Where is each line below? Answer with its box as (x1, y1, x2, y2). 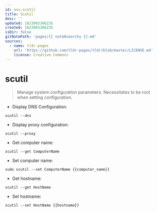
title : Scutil (5, 12, 34, 17)
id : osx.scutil (5, 7, 36, 12)
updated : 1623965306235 (5, 20, 53, 26)
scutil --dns (5, 113, 32, 118)
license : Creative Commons (14, 52, 69, 57)
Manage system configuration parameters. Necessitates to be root (17, 89, 151, 95)
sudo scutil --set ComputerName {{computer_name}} (5, 167, 110, 172)
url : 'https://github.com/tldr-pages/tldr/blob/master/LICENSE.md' (14, 48, 153, 53)
